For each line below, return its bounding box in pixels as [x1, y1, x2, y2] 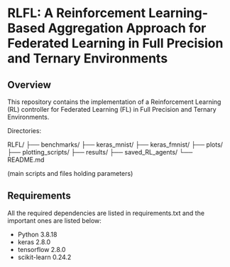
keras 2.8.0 [17, 237, 51, 246]
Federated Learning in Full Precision [7, 36, 224, 51]
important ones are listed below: [7, 216, 102, 225]
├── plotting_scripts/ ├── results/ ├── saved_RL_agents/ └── [7, 148, 193, 156]
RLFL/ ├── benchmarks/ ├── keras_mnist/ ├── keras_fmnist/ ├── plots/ [7, 140, 224, 149]
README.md [7, 155, 45, 164]
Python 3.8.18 [17, 230, 57, 239]
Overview [7, 78, 52, 90]
